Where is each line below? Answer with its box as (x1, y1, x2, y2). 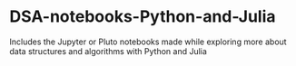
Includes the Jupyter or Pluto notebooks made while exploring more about (9, 36, 288, 47)
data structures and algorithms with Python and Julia (9, 45, 207, 56)
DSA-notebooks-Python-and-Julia (9, 6, 276, 27)
